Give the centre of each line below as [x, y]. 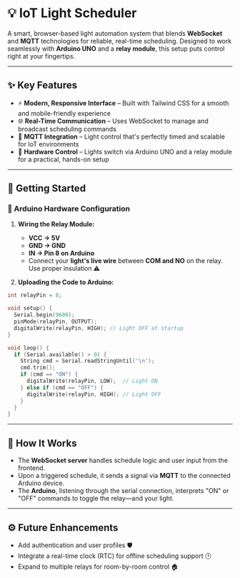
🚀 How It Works [42, 443]
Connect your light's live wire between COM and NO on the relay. [125, 261]
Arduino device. [41, 483]
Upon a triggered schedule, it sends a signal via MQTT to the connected [124, 476]
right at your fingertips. [41, 56]
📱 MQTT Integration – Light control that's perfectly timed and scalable [121, 136]
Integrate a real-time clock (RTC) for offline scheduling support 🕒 [115, 556]
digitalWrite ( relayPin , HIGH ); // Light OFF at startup [99, 328]
